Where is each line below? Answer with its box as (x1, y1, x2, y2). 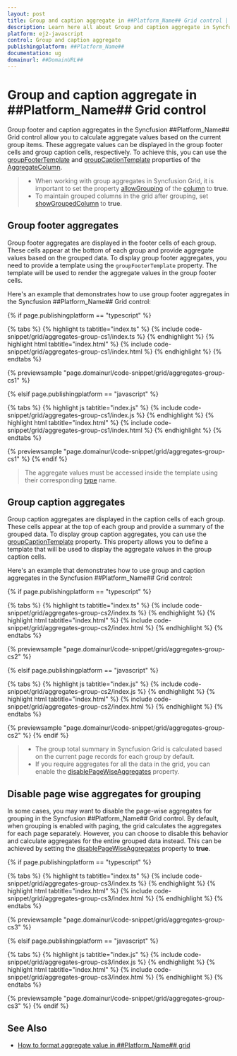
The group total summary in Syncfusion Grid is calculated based (35, 745, 222, 753)
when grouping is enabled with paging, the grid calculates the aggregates (7, 822, 222, 830)
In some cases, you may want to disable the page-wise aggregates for (7, 807, 212, 816)
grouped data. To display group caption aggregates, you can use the (7, 530, 207, 538)
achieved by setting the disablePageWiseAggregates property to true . (7, 845, 211, 853)
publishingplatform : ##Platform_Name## (7, 43, 125, 50)
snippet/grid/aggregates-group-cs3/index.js (7, 958, 136, 966)
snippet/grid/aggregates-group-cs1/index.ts (7, 332, 135, 340)
